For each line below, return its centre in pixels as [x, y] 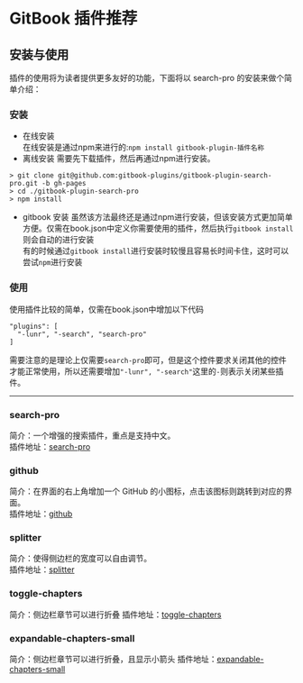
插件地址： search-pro [50, 446]
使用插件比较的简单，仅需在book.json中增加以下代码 [107, 309]
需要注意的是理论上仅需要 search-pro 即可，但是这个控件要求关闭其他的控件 [148, 360]
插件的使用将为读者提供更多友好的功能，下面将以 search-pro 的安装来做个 [147, 78]
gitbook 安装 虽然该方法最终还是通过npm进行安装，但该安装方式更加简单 [157, 217]
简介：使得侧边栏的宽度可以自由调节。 [80, 559]
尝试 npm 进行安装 [52, 262]
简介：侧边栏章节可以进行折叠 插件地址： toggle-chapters [115, 615]
